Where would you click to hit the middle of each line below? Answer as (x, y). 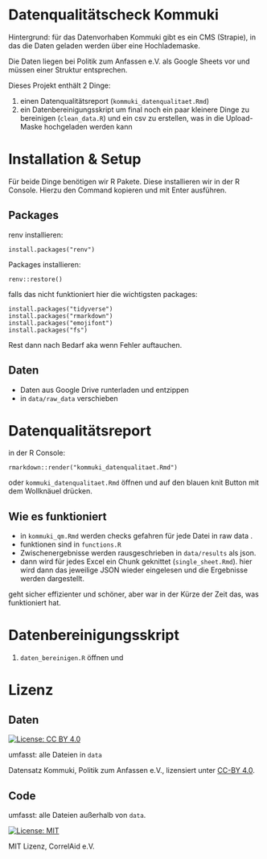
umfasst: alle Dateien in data (55, 755)
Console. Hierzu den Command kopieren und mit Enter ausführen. (117, 190)
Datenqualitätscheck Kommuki (113, 15)
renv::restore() (35, 279)
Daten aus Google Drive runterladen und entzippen (104, 390)
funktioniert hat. (35, 603)
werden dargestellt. (52, 579)
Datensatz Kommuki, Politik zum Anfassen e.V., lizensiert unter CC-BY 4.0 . (132, 770)
